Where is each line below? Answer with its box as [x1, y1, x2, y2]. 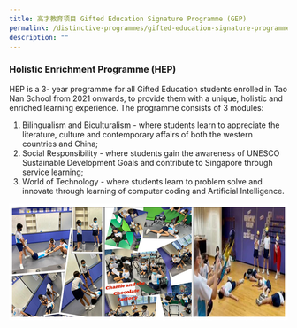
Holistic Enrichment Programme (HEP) [9, 63, 177, 75]
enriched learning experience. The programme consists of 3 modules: [9, 102, 264, 113]
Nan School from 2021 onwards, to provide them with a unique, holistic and [9, 93, 283, 104]
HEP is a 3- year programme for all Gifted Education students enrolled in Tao [9, 83, 288, 94]
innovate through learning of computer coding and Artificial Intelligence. [21, 185, 285, 196]
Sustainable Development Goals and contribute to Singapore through [21, 157, 273, 168]
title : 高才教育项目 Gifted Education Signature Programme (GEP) [9, 14, 247, 23]
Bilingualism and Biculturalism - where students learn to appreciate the [21, 120, 280, 130]
